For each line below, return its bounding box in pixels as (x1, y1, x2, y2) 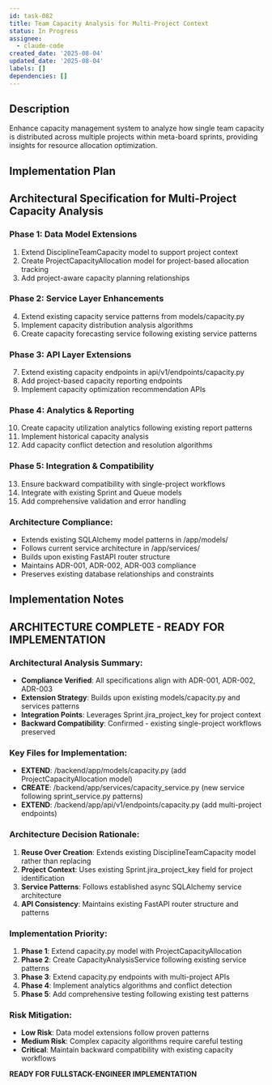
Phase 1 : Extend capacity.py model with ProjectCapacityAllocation (20, 946, 242, 955)
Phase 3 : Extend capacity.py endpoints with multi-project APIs (20, 972, 230, 981)
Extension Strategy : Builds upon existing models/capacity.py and (20, 693, 241, 703)
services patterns (20, 701, 80, 711)
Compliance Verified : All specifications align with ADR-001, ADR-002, (20, 675, 256, 685)
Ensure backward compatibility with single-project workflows (20, 479, 226, 488)
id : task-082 (9, 11, 53, 20)
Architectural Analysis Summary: (9, 657, 143, 668)
